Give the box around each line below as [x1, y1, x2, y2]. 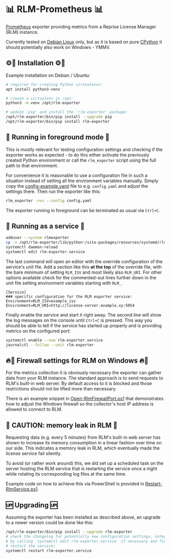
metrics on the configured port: [6, 328, 71, 334]
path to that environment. [6, 162, 59, 169]
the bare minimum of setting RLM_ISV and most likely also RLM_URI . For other [6, 269, 162, 275]
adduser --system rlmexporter [6, 235, 70, 240]
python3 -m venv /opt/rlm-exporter [6, 100, 81, 106]
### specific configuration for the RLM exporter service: [6, 294, 133, 299]
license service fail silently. [6, 450, 62, 456]
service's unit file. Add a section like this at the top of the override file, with [6, 264, 162, 270]
